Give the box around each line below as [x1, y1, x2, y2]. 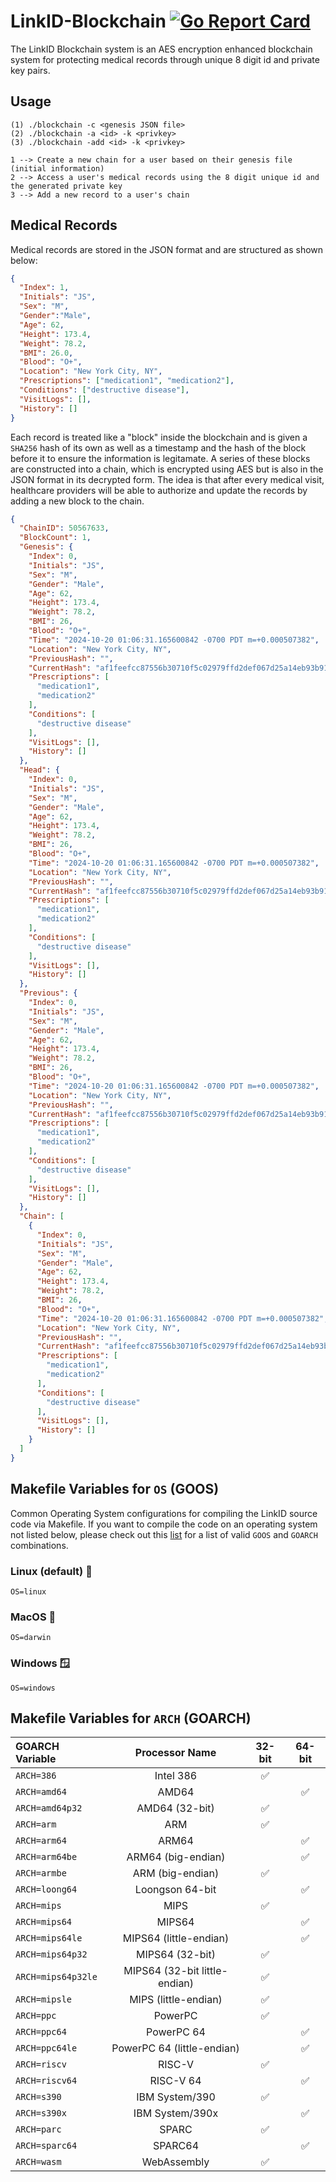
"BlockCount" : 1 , [19, 533, 92, 543]
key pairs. [10, 64, 51, 76]
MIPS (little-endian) [129, 1993, 223, 2007]
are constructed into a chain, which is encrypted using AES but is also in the [10, 463, 324, 475]
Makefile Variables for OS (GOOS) [10, 1481, 220, 1498]
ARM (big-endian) [132, 1866, 220, 1880]
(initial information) [10, 163, 105, 174]
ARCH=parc [15, 2124, 62, 2135]
